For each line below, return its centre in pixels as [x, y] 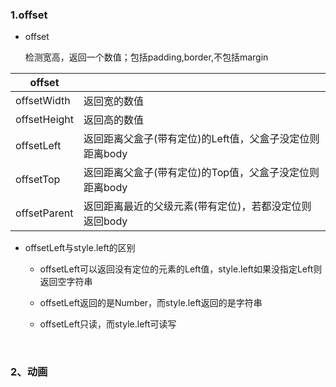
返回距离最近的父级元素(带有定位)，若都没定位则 [197, 206]
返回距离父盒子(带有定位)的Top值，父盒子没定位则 [201, 173]
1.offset [29, 15]
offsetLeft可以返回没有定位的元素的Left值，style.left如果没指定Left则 [181, 269]
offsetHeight [45, 120]
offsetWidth [43, 101]
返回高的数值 [114, 120]
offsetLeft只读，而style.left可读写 [108, 324]
